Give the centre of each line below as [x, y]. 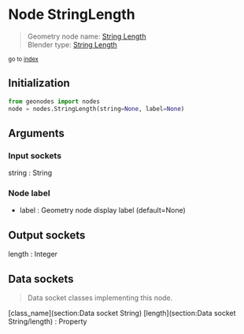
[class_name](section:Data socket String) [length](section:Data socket [122, 314]
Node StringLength [72, 15]
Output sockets [47, 235]
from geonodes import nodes [54, 101]
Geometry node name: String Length [87, 36]
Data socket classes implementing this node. [100, 298]
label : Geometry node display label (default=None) [103, 210]
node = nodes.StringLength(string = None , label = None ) [96, 109]
